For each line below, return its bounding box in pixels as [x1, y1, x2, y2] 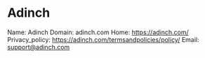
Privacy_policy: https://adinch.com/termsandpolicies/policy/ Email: [7, 35, 199, 43]
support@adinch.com [7, 43, 70, 51]
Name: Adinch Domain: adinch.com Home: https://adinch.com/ [7, 28, 190, 36]
